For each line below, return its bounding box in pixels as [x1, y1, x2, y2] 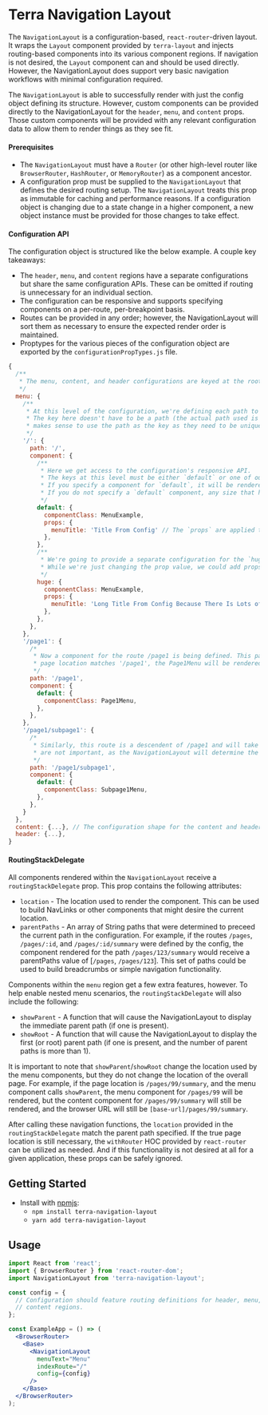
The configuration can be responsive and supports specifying [19, 296, 223, 306]
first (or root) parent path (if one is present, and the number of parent [19, 1038, 248, 1048]
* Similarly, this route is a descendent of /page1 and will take [33, 741, 259, 749]
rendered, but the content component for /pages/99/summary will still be [8, 1096, 242, 1105]
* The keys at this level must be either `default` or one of [40, 474, 251, 482]
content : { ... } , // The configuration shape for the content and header [15, 822, 262, 831]
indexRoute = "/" [37, 1362, 88, 1370]
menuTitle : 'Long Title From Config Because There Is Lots [50, 600, 251, 608]
